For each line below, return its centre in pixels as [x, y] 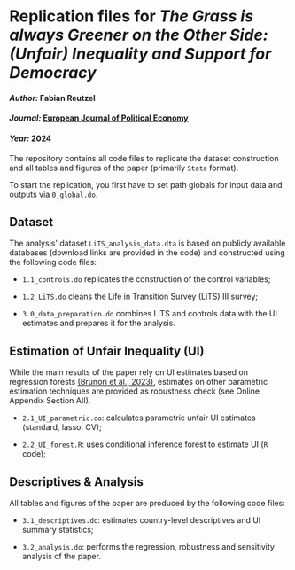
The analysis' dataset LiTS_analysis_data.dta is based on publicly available [147, 243]
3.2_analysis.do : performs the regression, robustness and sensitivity [148, 547]
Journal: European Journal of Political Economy [99, 118]
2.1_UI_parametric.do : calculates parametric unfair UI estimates [139, 418]
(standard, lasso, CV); [62, 427]
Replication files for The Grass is [132, 16]
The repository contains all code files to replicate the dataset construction [144, 158]
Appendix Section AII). [50, 401]
